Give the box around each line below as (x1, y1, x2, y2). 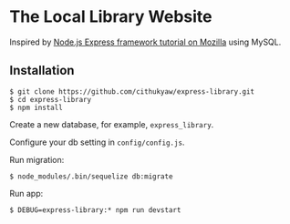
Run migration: (9, 154, 65, 165)
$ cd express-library (9, 95, 92, 104)
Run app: (9, 188, 44, 199)
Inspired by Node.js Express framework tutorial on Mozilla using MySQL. (9, 36, 282, 47)
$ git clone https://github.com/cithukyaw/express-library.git (9, 87, 255, 97)
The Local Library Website (9, 6, 212, 27)
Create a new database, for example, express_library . (9, 118, 214, 129)
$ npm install (9, 103, 64, 112)
